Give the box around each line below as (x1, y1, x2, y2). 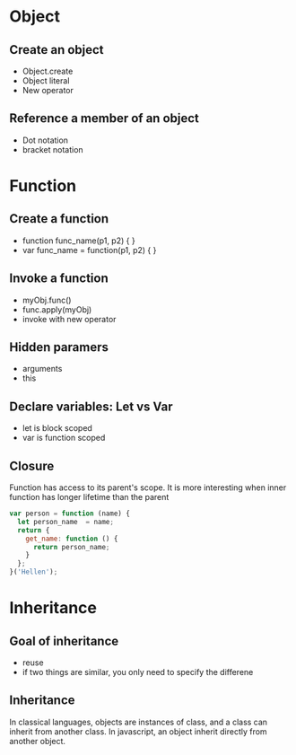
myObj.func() (22, 294, 72, 305)
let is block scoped (22, 423, 92, 434)
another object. (9, 735, 65, 746)
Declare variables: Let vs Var (9, 399, 173, 414)
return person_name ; (32, 542, 110, 551)
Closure (9, 458, 55, 473)
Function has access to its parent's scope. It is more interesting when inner (9, 482, 287, 493)
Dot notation (22, 135, 69, 145)
